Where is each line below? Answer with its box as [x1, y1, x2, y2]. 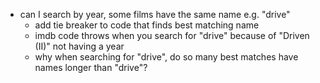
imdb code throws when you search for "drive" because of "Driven [34, 30, 310, 41]
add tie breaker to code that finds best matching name [34, 19, 260, 31]
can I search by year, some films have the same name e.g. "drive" [19, 9, 291, 20]
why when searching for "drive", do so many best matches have [34, 51, 299, 63]
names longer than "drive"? [34, 62, 148, 73]
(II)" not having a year [34, 40, 125, 52]
